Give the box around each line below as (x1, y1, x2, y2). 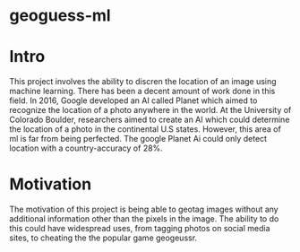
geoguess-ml (9, 5, 111, 26)
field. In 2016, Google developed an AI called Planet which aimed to (9, 95, 258, 106)
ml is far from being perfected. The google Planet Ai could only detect (9, 134, 267, 144)
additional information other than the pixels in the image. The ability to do (9, 213, 279, 224)
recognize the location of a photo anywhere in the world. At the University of (9, 105, 292, 116)
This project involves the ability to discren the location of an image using (9, 76, 277, 87)
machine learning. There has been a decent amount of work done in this (9, 86, 276, 97)
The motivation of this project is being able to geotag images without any (9, 204, 279, 215)
